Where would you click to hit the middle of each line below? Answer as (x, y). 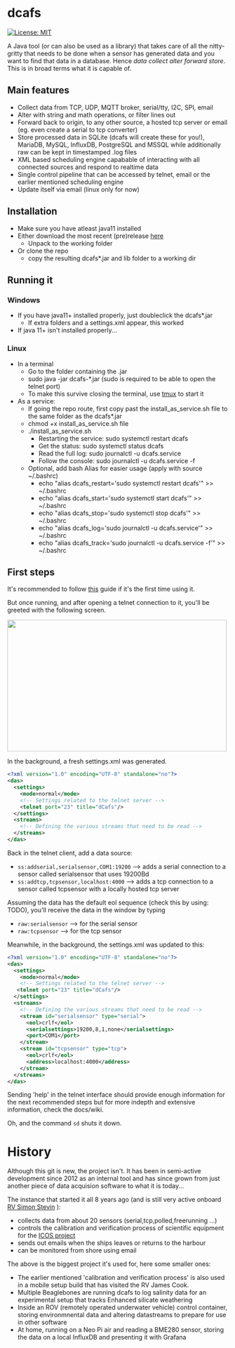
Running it (30, 280)
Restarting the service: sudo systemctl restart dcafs (113, 438)
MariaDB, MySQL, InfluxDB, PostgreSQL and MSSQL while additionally (119, 145)
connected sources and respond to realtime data (88, 167)
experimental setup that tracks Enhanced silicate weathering (105, 1300)
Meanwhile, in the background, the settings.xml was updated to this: (106, 945)
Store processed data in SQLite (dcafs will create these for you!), (111, 137)
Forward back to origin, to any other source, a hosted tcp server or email (122, 122)
